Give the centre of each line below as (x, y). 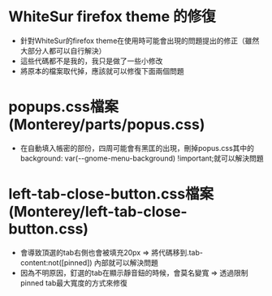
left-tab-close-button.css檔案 (111, 194)
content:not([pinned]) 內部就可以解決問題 (89, 262)
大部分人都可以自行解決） (63, 50)
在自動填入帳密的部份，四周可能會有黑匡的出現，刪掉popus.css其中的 (137, 148)
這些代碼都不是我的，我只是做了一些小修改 (91, 61)
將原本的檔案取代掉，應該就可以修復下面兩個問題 (102, 71)
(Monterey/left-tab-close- (98, 212)
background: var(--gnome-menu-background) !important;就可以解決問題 (142, 158)
